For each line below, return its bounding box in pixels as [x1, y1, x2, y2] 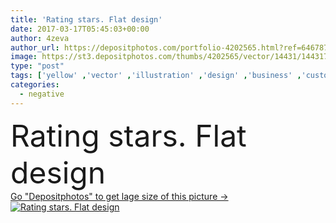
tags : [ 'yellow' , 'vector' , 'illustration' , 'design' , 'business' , [10, 71, 302, 81]
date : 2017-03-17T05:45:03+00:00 [10, 24, 150, 34]
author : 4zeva [10, 33, 70, 43]
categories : [10, 80, 60, 90]
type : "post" [10, 61, 65, 71]
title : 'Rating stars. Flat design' [10, 14, 163, 25]
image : [10, 52, 38, 62]
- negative [19, 89, 65, 99]
